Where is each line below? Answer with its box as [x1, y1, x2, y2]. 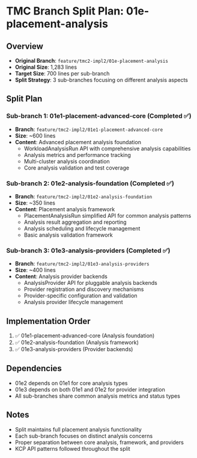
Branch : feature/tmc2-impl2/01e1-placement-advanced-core [14, 126, 163, 133]
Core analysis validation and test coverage [23, 164, 130, 171]
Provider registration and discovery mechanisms [23, 285, 144, 293]
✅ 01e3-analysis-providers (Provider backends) [14, 346, 133, 353]
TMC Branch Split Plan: [6, 4, 124, 18]
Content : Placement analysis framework [14, 205, 115, 212]
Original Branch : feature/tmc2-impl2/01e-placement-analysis [14, 57, 168, 64]
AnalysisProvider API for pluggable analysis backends [23, 279, 157, 287]
